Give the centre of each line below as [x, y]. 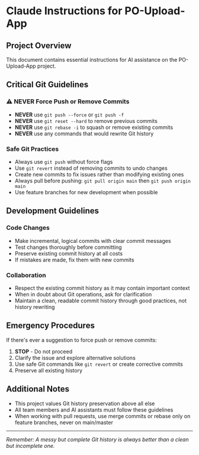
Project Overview [39, 45]
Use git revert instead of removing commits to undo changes [91, 168]
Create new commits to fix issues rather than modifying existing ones [99, 174]
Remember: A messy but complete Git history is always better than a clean [97, 439]
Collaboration [26, 275]
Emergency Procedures [50, 326]
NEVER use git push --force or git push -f [69, 115]
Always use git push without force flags [64, 162]
